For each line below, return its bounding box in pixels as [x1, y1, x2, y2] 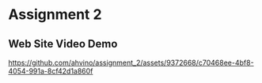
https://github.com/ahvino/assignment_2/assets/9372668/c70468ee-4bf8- [8, 58, 255, 67]
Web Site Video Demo [8, 37, 118, 51]
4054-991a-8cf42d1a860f [8, 66, 93, 76]
